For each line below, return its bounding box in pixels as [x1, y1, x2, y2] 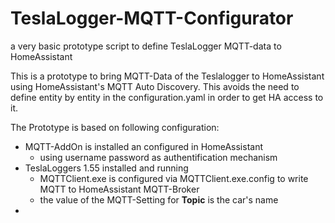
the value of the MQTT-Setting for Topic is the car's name [39, 193, 279, 206]
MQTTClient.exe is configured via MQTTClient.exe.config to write [39, 172, 309, 184]
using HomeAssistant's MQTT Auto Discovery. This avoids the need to [10, 80, 300, 92]
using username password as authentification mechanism [39, 151, 278, 163]
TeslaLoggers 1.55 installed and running [24, 162, 189, 174]
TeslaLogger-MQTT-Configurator [10, 7, 294, 30]
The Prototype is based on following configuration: [10, 121, 220, 133]
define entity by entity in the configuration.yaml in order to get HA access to [10, 91, 324, 103]
